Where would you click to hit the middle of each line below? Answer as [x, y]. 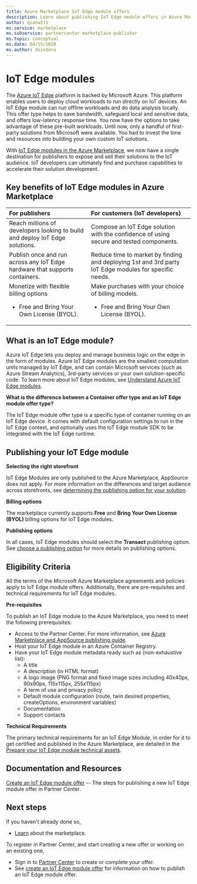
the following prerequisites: [39, 622]
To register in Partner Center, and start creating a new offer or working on [95, 844]
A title [30, 665]
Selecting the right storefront [43, 466]
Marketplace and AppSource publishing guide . [71, 640]
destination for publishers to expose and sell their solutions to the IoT [89, 156]
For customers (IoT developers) [136, 213]
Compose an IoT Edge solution [133, 227]
